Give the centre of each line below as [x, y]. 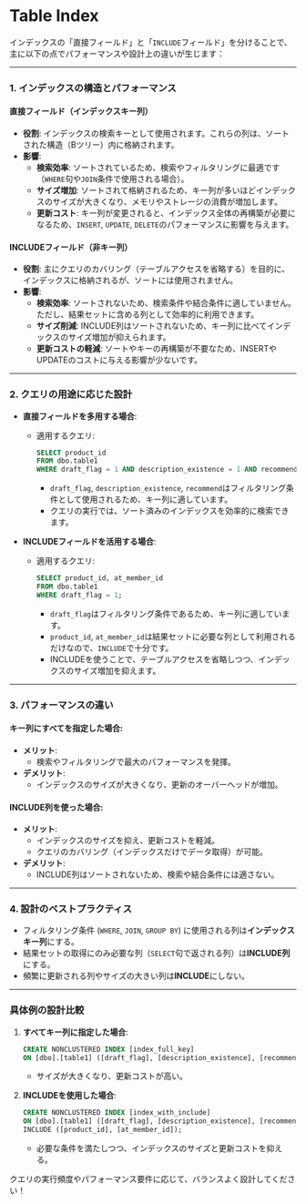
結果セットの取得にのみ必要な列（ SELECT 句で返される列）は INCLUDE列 [156, 954]
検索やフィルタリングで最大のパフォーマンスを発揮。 [136, 761]
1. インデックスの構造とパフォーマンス [93, 87]
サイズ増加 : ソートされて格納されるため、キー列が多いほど [146, 190]
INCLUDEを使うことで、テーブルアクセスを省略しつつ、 [154, 659]
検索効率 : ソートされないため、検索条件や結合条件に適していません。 [166, 303]
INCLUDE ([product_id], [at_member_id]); [102, 1130]
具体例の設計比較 [47, 1010]
